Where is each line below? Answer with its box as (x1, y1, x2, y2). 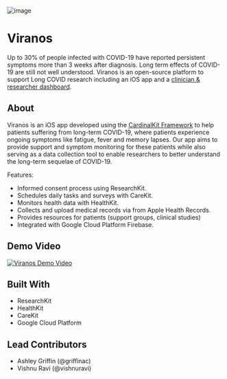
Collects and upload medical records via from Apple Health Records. (16, 206, 211, 214)
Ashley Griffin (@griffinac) (16, 357, 91, 365)
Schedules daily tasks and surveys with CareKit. (16, 191, 153, 199)
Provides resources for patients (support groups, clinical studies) (16, 213, 201, 221)
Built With (7, 279, 50, 290)
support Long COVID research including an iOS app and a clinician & (7, 75, 200, 83)
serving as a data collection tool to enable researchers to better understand (7, 150, 221, 158)
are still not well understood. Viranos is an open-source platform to (14, 67, 204, 76)
